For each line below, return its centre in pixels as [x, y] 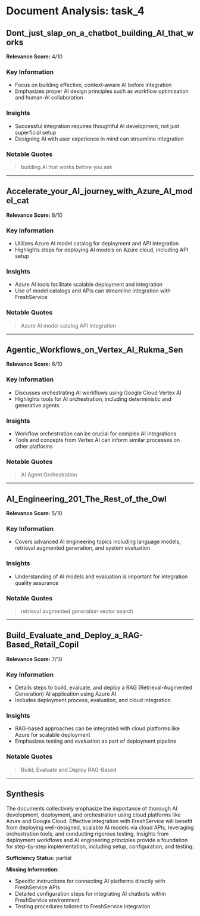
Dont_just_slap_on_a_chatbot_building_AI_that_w [100, 33]
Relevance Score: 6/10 [34, 364]
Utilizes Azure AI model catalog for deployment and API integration [97, 243]
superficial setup [35, 132]
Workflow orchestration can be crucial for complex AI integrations [96, 434]
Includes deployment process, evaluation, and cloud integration [93, 700]
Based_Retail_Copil [43, 645]
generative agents [37, 405]
